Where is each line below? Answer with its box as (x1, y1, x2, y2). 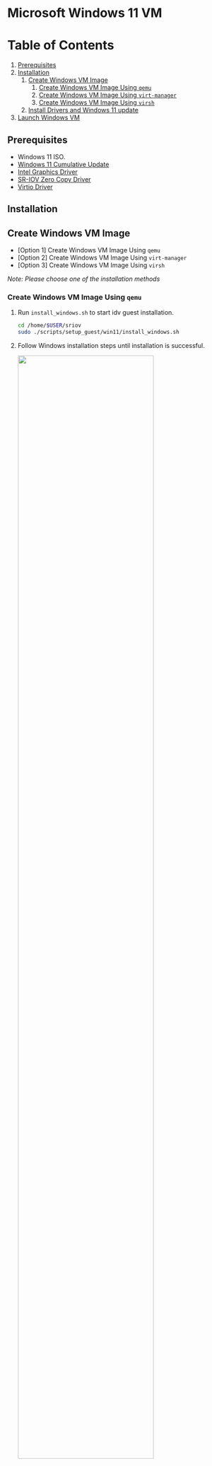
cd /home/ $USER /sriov (17, 322, 81, 330)
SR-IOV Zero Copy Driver (17, 175, 91, 183)
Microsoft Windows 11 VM (7, 5, 163, 21)
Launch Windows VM (17, 113, 80, 122)
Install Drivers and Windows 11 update (28, 106, 139, 115)
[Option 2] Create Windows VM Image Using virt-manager (17, 253, 187, 262)
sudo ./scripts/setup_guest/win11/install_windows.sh (17, 329, 179, 336)
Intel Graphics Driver (17, 168, 78, 176)
